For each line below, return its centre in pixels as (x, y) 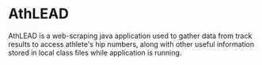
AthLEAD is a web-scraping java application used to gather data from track (130, 36)
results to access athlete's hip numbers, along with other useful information (131, 44)
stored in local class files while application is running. (95, 52)
